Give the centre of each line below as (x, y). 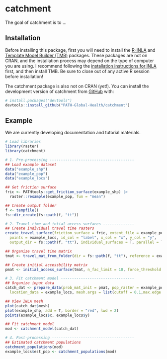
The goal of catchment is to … (36, 22)
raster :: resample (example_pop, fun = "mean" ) (58, 197)
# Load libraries (23, 142)
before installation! (24, 76)
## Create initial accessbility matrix (46, 265)
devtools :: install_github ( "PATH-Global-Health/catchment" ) (68, 105)
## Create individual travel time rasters (50, 228)
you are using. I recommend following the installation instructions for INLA (81, 66)
